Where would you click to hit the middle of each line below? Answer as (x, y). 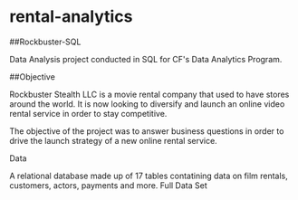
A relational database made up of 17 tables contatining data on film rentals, (149, 176)
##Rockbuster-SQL (45, 42)
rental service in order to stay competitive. (88, 113)
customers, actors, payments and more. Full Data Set (108, 185)
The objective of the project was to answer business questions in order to (147, 131)
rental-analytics (71, 17)
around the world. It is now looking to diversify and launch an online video (147, 104)
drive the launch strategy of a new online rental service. (113, 140)
